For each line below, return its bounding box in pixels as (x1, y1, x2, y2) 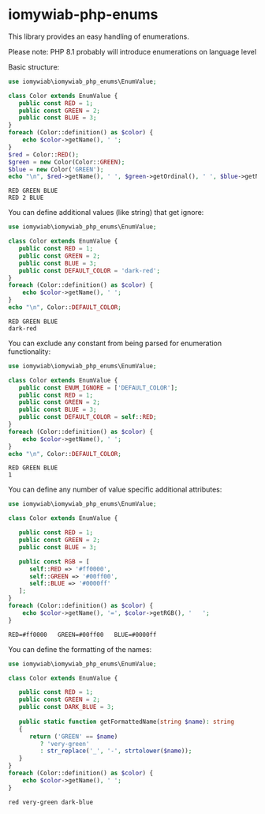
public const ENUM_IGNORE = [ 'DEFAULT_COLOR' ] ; (18, 383, 178, 392)
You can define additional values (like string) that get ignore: (8, 208, 204, 217)
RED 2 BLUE (8, 194, 44, 202)
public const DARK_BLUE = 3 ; (18, 703, 114, 711)
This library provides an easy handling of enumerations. (8, 32, 189, 41)
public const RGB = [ (18, 557, 90, 566)
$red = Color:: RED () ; (8, 150, 80, 159)
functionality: (8, 346, 51, 356)
